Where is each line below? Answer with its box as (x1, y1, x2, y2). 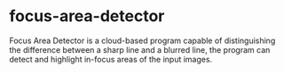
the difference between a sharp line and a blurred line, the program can (9, 44, 271, 55)
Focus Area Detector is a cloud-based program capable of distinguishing (9, 35, 276, 46)
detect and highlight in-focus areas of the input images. (9, 54, 213, 64)
